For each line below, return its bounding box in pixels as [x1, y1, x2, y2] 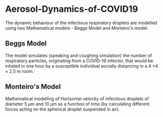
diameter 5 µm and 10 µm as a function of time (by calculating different [5, 101, 150, 107]
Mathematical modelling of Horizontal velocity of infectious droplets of [5, 95, 149, 102]
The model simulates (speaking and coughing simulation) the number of [5, 52, 152, 58]
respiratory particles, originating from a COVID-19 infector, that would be [5, 58, 154, 64]
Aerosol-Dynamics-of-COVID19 [5, 3, 138, 15]
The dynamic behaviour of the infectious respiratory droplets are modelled [5, 20, 158, 26]
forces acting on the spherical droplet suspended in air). [5, 106, 120, 112]
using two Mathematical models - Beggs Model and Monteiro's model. [5, 25, 149, 31]
